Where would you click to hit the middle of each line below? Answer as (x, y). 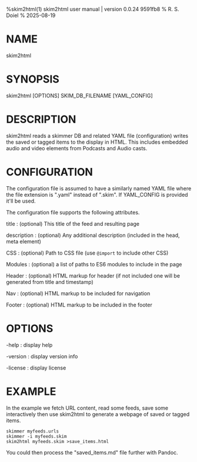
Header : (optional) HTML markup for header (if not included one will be (93, 275)
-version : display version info (42, 356)
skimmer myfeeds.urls (33, 431)
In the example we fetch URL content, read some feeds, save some (87, 408)
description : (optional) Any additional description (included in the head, (93, 235)
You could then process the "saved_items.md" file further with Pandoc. (92, 452)
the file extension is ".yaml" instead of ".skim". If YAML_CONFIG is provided (97, 194)
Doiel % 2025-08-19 (31, 15)
